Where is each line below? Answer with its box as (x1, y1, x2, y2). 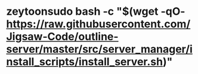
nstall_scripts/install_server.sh (6, 55, 163, 69)
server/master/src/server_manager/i (6, 43, 193, 56)
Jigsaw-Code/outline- (6, 30, 119, 43)
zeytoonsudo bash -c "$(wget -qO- (6, 5, 185, 18)
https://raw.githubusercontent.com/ (6, 17, 191, 31)
